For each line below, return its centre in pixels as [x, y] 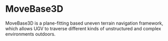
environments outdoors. [30, 34]
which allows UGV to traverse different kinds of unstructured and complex [83, 28]
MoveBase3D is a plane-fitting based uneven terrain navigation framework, [84, 23]
